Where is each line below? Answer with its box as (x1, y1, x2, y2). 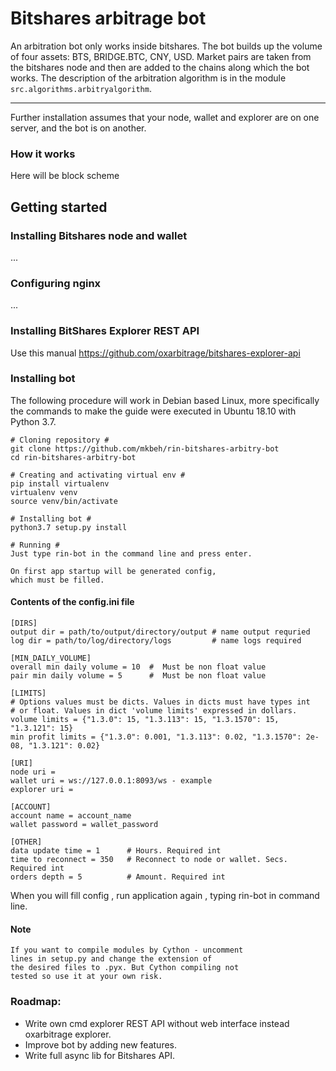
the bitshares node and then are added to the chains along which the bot (10, 61, 310, 73)
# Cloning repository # (10, 435, 110, 445)
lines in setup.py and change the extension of (10, 954, 213, 964)
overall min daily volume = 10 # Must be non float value (10, 662, 267, 672)
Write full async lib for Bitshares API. (24, 1049, 176, 1061)
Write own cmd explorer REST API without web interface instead (24, 1017, 290, 1029)
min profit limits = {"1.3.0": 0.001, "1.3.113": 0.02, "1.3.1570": (10, 732, 302, 742)
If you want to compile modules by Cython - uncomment (10, 945, 244, 956)
